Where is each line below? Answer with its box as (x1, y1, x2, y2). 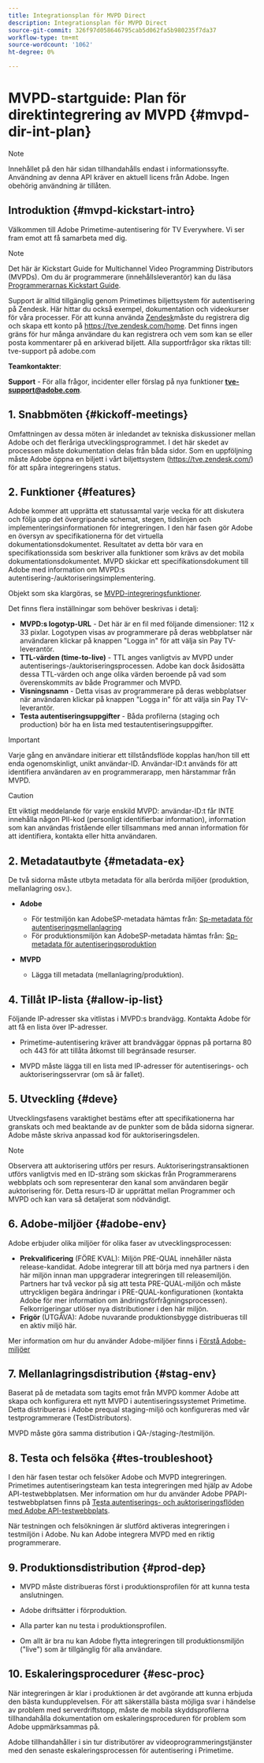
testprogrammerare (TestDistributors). (8, 1413, 132, 1423)
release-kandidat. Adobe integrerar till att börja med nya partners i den (19, 1262, 250, 1271)
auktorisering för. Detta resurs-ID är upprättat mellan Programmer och (8, 1186, 236, 1195)
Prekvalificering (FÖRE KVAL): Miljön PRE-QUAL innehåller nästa (19, 1253, 232, 1263)
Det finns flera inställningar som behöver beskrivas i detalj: (8, 604, 199, 613)
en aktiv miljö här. (19, 1320, 77, 1330)
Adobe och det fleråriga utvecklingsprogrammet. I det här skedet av (8, 437, 229, 447)
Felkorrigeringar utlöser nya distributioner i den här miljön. (19, 1303, 209, 1313)
